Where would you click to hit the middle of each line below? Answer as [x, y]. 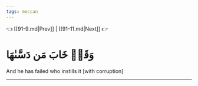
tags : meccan [22, 11]
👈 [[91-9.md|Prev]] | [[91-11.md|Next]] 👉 [57, 29]
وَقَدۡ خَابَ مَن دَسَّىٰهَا [50, 54]
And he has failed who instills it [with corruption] [65, 71]
